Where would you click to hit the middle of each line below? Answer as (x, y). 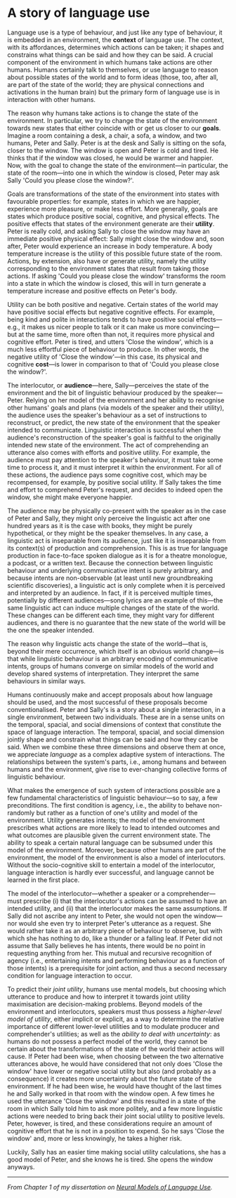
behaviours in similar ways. (47, 681)
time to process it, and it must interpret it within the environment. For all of (114, 467)
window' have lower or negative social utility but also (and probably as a (112, 1071)
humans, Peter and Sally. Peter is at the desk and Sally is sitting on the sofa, (117, 143)
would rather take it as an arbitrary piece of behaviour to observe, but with (115, 930)
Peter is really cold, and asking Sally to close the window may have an (109, 231)
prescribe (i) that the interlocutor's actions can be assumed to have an (125, 901)
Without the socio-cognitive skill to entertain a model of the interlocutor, (111, 864)
